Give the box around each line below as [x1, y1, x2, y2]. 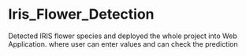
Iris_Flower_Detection [8, 5, 155, 23]
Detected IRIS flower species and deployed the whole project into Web [8, 31, 238, 40]
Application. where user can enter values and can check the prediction [8, 39, 238, 48]
